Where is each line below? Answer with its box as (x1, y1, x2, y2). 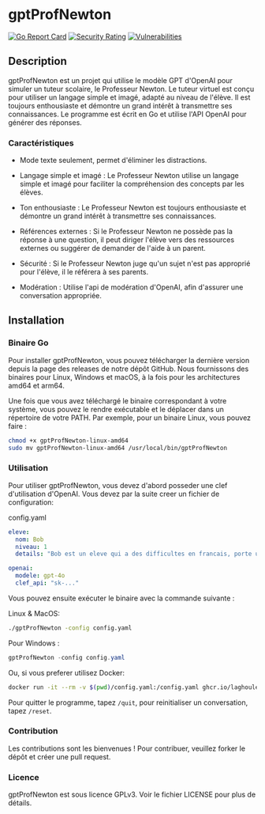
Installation (8, 314, 65, 327)
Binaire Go (8, 338, 49, 349)
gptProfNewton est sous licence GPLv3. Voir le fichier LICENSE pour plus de (8, 789, 256, 800)
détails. (8, 798, 32, 808)
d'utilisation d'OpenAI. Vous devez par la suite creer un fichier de (8, 489, 220, 498)
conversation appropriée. (19, 291, 103, 301)
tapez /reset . (8, 706, 52, 715)
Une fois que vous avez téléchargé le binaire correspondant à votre (8, 396, 227, 405)
